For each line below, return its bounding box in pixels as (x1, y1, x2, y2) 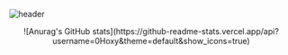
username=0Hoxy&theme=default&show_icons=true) (52, 36, 250, 46)
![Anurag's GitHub (23, 26, 91, 36)
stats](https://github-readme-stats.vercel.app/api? (92, 26, 279, 36)
